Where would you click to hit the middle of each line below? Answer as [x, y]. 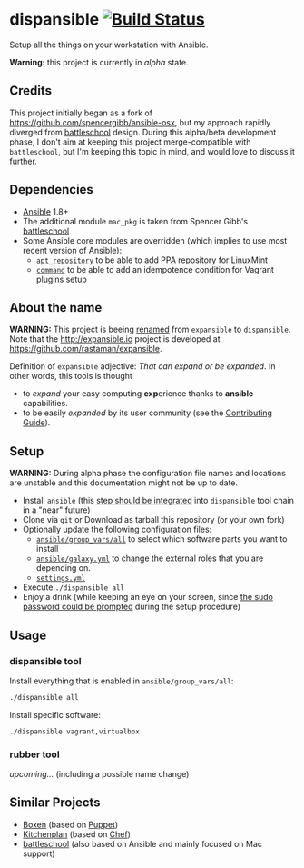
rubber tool [35, 754]
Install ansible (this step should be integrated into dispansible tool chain [158, 501]
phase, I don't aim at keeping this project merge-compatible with [130, 142]
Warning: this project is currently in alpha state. [99, 62]
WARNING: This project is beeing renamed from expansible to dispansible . [150, 329]
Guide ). [36, 423]
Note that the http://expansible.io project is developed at [115, 339]
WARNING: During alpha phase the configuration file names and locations [147, 474]
